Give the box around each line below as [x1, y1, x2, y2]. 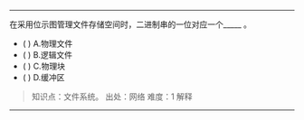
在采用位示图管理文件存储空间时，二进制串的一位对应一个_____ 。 [9, 19, 252, 30]
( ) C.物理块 [22, 60, 66, 71]
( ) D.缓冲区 [22, 72, 65, 82]
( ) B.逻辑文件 [22, 50, 73, 60]
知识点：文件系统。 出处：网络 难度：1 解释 [31, 91, 193, 102]
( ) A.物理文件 [22, 38, 73, 49]
